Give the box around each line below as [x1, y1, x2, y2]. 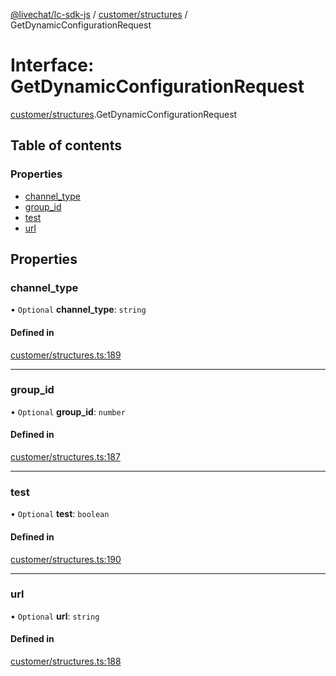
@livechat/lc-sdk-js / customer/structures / [10, 9, 188, 20]
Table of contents [10, 137, 122, 154]
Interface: [10, 54, 95, 77]
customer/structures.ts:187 [10, 451, 121, 463]
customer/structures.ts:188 [10, 655, 122, 668]
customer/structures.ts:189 [10, 349, 122, 361]
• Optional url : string [10, 610, 100, 622]
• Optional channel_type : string [10, 304, 147, 316]
